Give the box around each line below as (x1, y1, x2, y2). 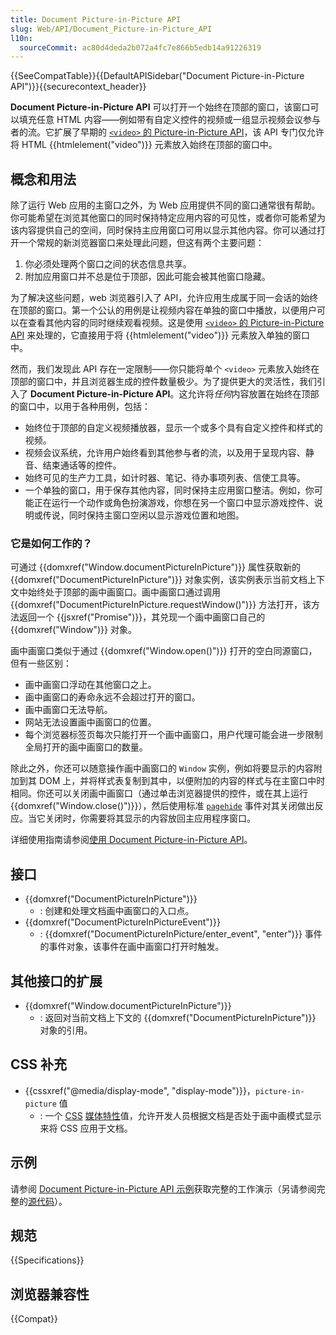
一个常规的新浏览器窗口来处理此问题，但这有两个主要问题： (18, 237, 265, 249)
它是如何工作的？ (10, 536, 93, 550)
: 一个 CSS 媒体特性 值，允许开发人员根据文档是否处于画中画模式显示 (39, 1109, 322, 1121)
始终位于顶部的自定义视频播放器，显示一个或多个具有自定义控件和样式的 (24, 422, 323, 434)
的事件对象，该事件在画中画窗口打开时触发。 (39, 941, 225, 953)
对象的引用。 (39, 1024, 93, 1036)
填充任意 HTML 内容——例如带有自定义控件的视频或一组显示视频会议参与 (18, 114, 321, 126)
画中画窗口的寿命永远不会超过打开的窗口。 (24, 691, 201, 703)
